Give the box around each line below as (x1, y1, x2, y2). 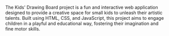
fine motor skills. (5, 26, 40, 32)
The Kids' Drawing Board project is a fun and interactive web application (5, 5, 158, 10)
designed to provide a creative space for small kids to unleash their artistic (5, 10, 163, 16)
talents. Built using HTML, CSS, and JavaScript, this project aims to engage (5, 15, 164, 21)
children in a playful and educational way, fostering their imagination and (5, 20, 159, 26)
